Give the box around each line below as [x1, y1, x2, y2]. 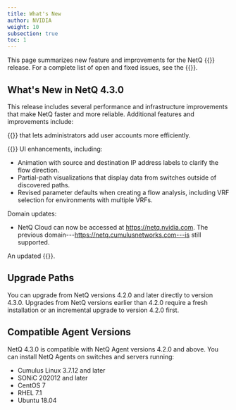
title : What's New [7, 10, 61, 18]
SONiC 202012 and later [17, 373, 88, 382]
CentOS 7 [17, 381, 46, 390]
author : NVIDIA [7, 17, 52, 24]
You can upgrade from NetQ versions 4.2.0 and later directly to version [7, 290, 213, 299]
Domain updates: [7, 209, 57, 218]
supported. [17, 237, 50, 247]
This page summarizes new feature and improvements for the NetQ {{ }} [7, 56, 216, 64]
